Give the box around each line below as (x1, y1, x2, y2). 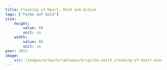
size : (5, 16, 16, 21)
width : (14, 35, 28, 40)
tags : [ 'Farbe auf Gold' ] (5, 12, 59, 17)
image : (5, 53, 19, 58)
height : (14, 21, 30, 26)
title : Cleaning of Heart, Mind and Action (5, 7, 97, 12)
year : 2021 (5, 48, 28, 53)
